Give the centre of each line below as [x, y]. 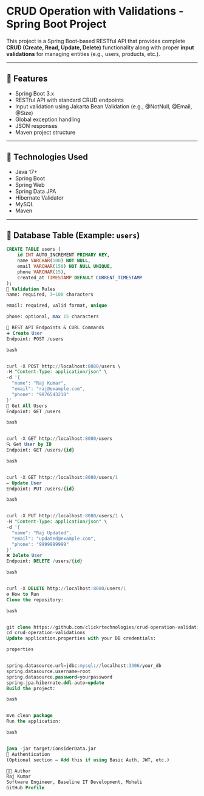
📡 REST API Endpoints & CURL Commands [55, 327]
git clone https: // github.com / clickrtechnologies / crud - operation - [92, 627]
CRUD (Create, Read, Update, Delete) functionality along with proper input [100, 47]
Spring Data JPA [36, 191]
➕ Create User [24, 333]
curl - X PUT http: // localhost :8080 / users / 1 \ [65, 516]
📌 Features [27, 79]
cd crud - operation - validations [46, 633]
